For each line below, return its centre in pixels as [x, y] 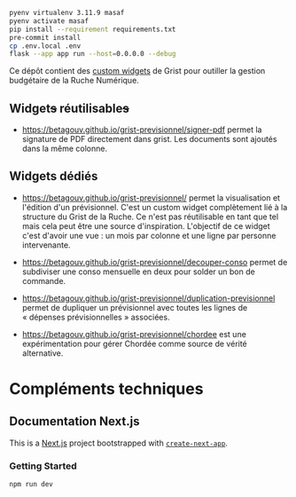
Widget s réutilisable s [70, 108]
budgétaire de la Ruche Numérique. [74, 81]
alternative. [43, 353]
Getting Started [43, 466]
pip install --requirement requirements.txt [93, 29]
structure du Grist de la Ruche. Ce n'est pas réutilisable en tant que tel [150, 217]
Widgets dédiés [54, 176]
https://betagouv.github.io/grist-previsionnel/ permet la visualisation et [151, 197]
